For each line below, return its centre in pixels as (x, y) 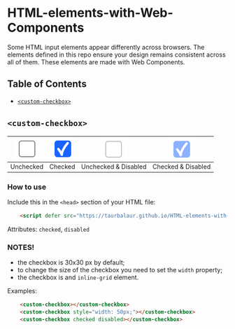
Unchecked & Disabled (114, 167)
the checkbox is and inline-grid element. (78, 277)
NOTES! (21, 247)
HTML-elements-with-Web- (90, 13)
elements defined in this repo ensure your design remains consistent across (116, 55)
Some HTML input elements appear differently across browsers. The (106, 47)
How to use (27, 187)
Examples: (22, 291)
